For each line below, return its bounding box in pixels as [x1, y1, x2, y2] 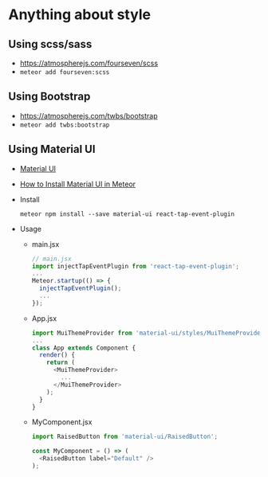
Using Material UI [8, 143, 96, 156]
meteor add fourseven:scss [19, 68, 110, 76]
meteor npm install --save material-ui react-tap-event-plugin [19, 209, 235, 218]
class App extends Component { [31, 344, 136, 352]
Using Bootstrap [8, 90, 91, 104]
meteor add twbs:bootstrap [19, 121, 110, 129]
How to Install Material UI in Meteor [19, 179, 136, 189]
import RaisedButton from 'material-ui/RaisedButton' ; [31, 432, 218, 441]
